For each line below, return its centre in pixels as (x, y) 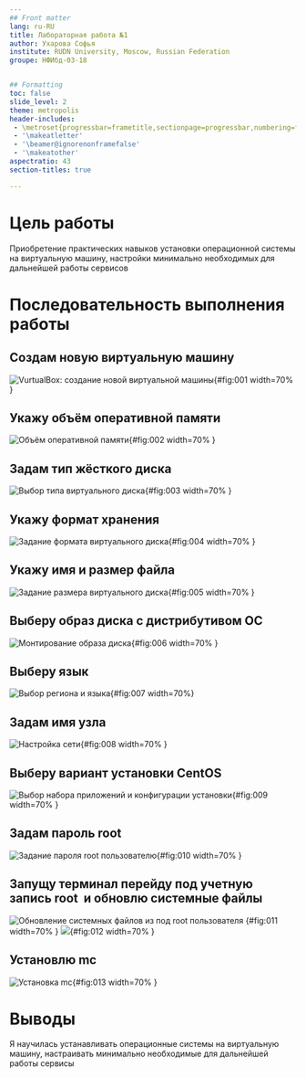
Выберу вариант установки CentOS (116, 773)
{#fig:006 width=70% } (174, 643)
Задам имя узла (58, 722)
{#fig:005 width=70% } (211, 592)
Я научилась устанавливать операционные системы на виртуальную (144, 1044)
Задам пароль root (66, 834)
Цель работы (62, 222)
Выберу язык (49, 672)
